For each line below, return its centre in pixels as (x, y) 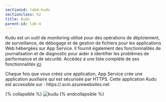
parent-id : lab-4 (23, 24)
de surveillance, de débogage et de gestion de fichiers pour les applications (83, 43)
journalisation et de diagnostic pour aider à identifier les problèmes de (77, 54)
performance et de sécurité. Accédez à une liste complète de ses (72, 59)
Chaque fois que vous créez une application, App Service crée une (74, 74)
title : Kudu (17, 19)
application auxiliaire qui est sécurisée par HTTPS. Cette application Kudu (81, 79)
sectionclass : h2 (23, 14)
